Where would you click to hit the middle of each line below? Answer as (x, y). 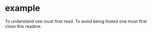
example (23, 8)
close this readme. (23, 26)
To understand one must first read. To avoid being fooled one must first (76, 21)
